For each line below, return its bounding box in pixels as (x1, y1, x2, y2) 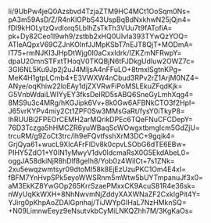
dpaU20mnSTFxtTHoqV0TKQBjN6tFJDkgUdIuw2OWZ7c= (8, 56, 195, 66)
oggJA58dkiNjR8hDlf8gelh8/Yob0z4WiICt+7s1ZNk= (8, 156, 176, 165)
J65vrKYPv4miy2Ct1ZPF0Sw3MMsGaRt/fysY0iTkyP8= (8, 106, 185, 116)
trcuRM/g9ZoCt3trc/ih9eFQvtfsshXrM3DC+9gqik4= (8, 131, 176, 140)
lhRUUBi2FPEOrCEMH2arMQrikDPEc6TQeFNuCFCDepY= (8, 115, 194, 124)
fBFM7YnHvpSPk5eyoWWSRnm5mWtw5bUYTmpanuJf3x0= (8, 173, 204, 182)
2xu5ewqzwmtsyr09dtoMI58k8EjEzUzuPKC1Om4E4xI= (8, 164, 187, 174)
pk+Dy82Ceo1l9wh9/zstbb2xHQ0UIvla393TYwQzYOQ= (8, 31, 189, 41)
